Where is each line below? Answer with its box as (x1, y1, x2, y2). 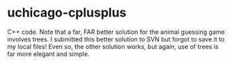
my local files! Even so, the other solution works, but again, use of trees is (7, 42, 219, 50)
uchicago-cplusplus (7, 5, 127, 21)
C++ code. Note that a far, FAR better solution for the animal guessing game (7, 28, 225, 36)
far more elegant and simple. (7, 50, 90, 58)
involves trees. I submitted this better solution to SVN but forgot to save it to (7, 35, 225, 43)
